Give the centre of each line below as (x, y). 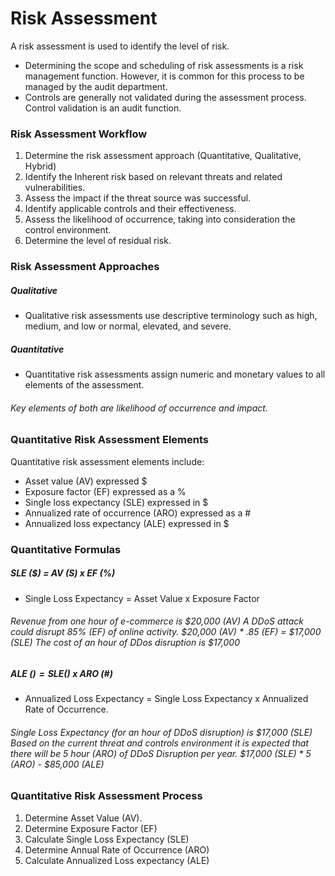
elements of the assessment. (84, 385)
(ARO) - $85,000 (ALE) (57, 764)
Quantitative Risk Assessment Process (106, 796)
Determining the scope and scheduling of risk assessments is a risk (164, 65)
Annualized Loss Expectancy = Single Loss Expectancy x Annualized (166, 699)
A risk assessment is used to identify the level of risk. (120, 46)
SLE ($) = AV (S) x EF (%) (63, 573)
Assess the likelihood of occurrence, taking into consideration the (160, 219)
